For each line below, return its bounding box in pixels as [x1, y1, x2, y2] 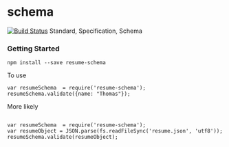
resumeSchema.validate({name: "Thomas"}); [7, 90, 131, 98]
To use [7, 71, 27, 79]
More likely [7, 103, 39, 111]
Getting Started [7, 44, 60, 53]
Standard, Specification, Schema [49, 27, 143, 35]
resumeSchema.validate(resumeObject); [7, 134, 118, 141]
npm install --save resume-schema [7, 59, 107, 66]
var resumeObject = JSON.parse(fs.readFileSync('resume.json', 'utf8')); [7, 128, 223, 135]
